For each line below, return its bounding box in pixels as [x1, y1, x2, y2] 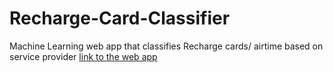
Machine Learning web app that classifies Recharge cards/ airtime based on [9, 40, 324, 52]
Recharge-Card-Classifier [9, 7, 231, 30]
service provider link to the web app [9, 50, 158, 62]
